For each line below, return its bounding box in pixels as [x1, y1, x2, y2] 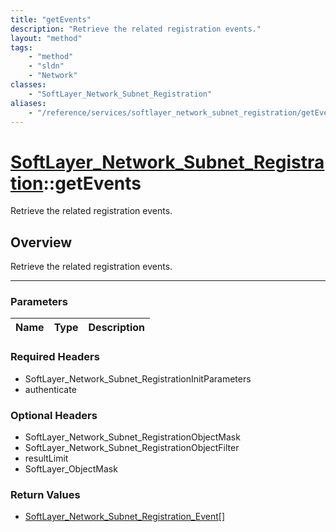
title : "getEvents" [10, 14, 92, 25]
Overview [10, 234, 73, 251]
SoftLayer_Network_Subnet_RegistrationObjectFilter [24, 442, 240, 454]
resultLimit [24, 452, 69, 465]
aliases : [10, 98, 47, 108]
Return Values [10, 487, 81, 501]
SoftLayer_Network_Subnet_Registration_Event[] [24, 511, 226, 523]
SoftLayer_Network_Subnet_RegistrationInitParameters [24, 372, 252, 385]
